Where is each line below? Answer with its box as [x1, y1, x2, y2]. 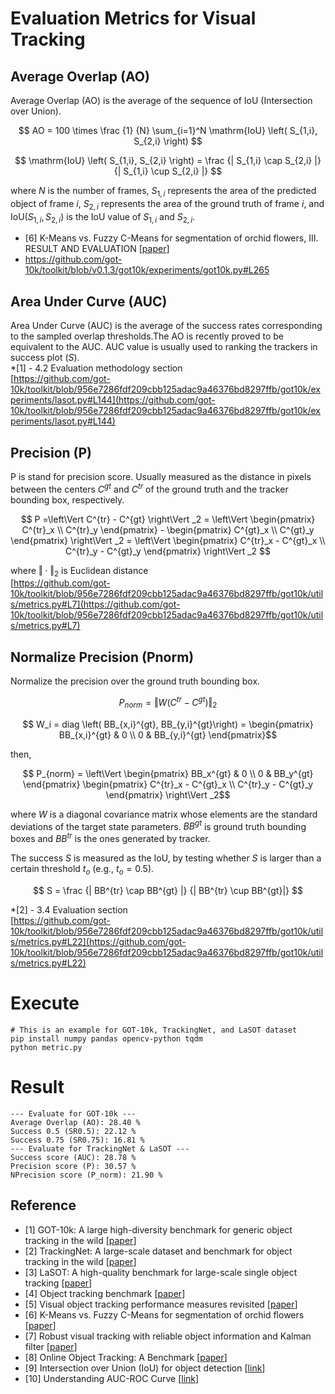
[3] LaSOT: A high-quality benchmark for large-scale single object [24, 1266, 298, 1278]
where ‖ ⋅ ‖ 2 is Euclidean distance [10, 564, 149, 579]
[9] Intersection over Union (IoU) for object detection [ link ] [24, 1362, 266, 1374]
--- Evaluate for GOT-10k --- [10, 1108, 137, 1119]
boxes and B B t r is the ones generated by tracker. [10, 831, 211, 845]
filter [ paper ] [24, 1340, 78, 1352]
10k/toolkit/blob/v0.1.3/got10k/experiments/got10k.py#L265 [24, 264, 270, 276]
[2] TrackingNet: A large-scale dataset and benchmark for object [24, 1245, 293, 1257]
